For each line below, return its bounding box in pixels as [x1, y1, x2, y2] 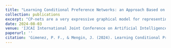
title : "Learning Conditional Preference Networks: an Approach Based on [5, 7, 165, 12]
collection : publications [5, 12, 60, 17]
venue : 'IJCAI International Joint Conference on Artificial [5, 26, 138, 31]
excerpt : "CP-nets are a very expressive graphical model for [5, 16, 140, 21]
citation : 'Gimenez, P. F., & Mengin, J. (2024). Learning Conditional [5, 35, 160, 40]
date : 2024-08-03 [5, 21, 42, 26]
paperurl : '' [5, 30, 33, 35]
